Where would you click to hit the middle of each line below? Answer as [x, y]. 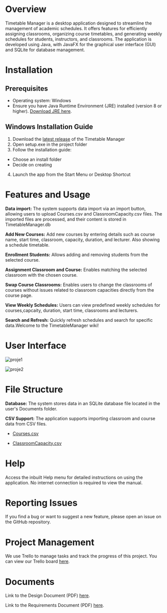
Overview [26, 9]
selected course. [23, 260]
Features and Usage [48, 194]
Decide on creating [32, 164]
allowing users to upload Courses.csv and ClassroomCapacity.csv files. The [84, 214]
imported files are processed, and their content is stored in [66, 219]
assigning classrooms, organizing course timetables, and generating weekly [84, 34]
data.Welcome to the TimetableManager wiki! [52, 325]
